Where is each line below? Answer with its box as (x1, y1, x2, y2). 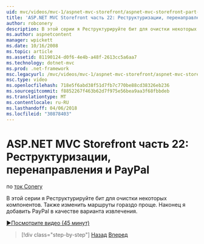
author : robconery (6, 20, 53, 26)
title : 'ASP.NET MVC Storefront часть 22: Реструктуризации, (6, 15, 165, 21)
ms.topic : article (6, 49, 53, 55)
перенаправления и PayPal (6, 162, 150, 176)
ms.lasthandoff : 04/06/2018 (6, 105, 78, 111)
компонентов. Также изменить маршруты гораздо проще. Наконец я (6, 201, 186, 209)
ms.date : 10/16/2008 (6, 43, 59, 49)
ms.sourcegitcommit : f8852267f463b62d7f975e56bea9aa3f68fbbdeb (6, 88, 170, 94)
